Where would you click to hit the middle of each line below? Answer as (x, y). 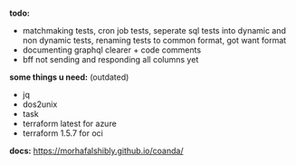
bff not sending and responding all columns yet (110, 59)
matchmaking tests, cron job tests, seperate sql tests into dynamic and (154, 30)
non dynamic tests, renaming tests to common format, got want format (154, 40)
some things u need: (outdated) (69, 77)
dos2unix (40, 104)
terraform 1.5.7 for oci (63, 133)
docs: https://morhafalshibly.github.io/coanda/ (96, 150)
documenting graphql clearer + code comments (112, 50)
